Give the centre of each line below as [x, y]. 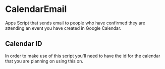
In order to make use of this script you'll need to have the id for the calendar [83, 56]
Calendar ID [24, 44]
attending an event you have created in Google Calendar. [63, 28]
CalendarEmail [36, 9]
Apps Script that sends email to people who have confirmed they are [75, 23]
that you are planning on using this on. [44, 61]
